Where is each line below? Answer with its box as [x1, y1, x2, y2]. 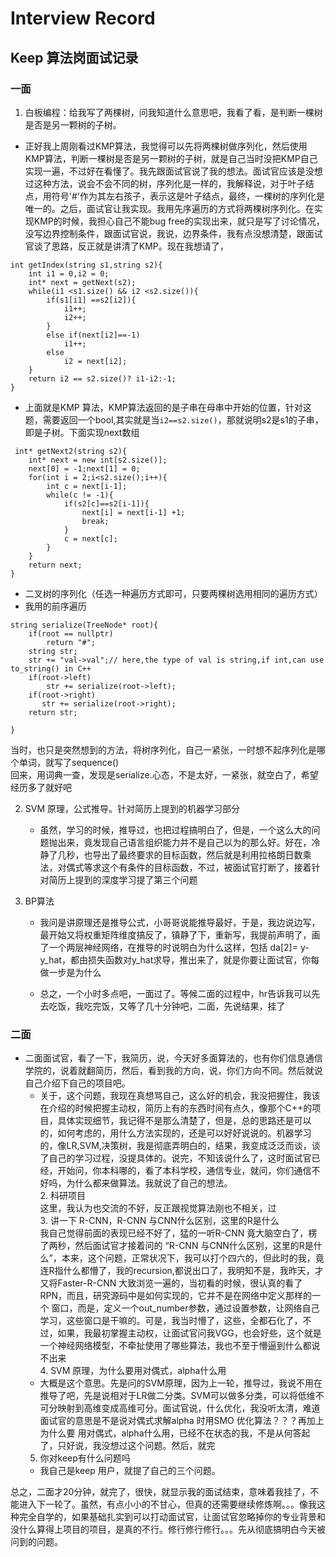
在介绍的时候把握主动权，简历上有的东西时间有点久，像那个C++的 [39, 1102, 313, 1114]
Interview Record [10, 7, 156, 30]
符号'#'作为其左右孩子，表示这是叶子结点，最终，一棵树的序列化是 [51, 190, 326, 202]
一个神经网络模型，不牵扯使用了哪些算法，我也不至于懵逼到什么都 [39, 1340, 312, 1352]
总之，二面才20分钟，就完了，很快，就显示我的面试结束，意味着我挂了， [10, 1486, 311, 1498]
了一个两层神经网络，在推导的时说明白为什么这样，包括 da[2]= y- [39, 941, 310, 953]
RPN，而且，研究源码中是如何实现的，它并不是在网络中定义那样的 [39, 1290, 313, 1302]
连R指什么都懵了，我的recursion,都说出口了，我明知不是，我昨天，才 [39, 1265, 324, 1277]
